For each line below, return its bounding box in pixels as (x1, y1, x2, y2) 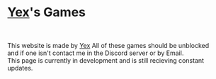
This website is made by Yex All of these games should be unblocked (7, 41, 210, 49)
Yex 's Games (7, 4, 86, 20)
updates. (7, 63, 33, 72)
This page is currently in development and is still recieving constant (7, 56, 204, 64)
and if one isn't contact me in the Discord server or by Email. (7, 49, 184, 57)
